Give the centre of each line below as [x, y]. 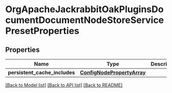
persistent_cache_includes [41, 72]
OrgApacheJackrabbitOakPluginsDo [84, 9]
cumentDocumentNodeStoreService [85, 20]
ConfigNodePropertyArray [113, 72]
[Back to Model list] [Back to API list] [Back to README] [64, 85]
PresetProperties [42, 31]
